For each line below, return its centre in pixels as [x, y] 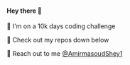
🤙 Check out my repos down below [58, 40]
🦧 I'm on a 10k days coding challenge [61, 26]
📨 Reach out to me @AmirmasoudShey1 [65, 54]
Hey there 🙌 [24, 11]
